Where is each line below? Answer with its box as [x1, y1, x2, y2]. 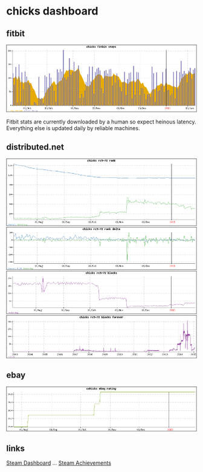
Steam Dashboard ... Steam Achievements [6, 459, 112, 467]
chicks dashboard [6, 4, 98, 18]
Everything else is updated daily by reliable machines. [6, 124, 140, 131]
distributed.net [6, 142, 65, 152]
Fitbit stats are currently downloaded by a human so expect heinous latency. [6, 118, 196, 125]
